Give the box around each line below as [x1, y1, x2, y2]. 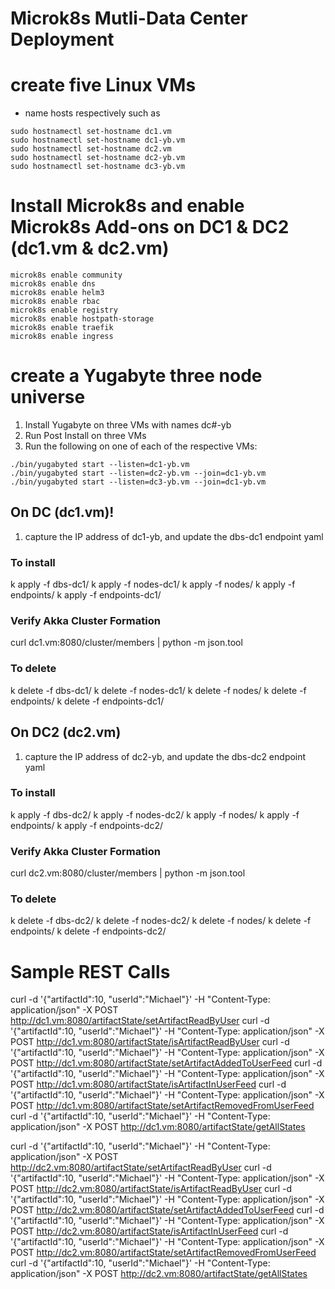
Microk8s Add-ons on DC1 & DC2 [10, 216, 290, 239]
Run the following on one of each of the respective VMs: [24, 440, 258, 452]
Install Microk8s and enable [10, 195, 245, 217]
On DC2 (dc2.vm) [10, 724, 122, 741]
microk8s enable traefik [10, 323, 114, 333]
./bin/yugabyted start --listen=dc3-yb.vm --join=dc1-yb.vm [10, 477, 267, 487]
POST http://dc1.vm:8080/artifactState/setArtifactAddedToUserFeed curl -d [10, 1057, 323, 1069]
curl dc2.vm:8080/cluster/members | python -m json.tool [10, 867, 246, 879]
